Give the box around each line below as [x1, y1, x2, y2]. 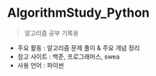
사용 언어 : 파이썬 [17, 61, 64, 69]
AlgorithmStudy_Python [7, 5, 150, 21]
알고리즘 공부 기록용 [24, 29, 79, 37]
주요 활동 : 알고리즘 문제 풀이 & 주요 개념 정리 [17, 43, 141, 52]
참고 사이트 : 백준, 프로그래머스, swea [17, 52, 120, 61]
